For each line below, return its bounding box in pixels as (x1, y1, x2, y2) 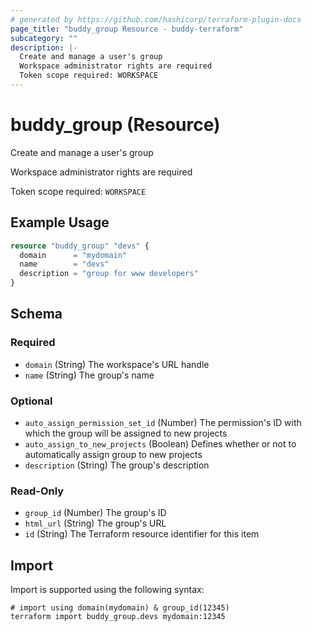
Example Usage (10, 214, 110, 231)
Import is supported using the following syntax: (10, 584, 205, 596)
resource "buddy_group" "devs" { (10, 241, 150, 251)
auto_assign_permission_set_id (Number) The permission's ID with (24, 416, 302, 428)
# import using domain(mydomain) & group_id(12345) (10, 603, 230, 613)
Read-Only (10, 484, 65, 498)
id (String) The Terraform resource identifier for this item (24, 528, 260, 540)
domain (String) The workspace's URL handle (24, 358, 210, 370)
